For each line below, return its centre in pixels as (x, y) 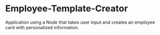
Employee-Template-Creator (67, 9)
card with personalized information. (42, 27)
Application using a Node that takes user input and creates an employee (80, 22)
